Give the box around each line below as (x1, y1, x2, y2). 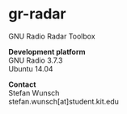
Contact (8, 79, 36, 89)
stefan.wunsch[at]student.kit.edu (8, 96, 120, 106)
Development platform (8, 47, 87, 56)
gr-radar (8, 5, 66, 23)
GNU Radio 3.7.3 (8, 55, 63, 65)
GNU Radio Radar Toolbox (8, 31, 95, 41)
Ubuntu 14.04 (8, 63, 54, 73)
